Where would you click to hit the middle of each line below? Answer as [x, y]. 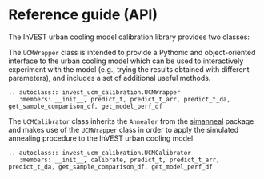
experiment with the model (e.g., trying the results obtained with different [129, 69]
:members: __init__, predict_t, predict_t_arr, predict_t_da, [124, 99]
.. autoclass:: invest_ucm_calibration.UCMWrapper [94, 92]
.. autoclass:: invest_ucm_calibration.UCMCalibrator [100, 153]
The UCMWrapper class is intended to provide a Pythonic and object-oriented [132, 52]
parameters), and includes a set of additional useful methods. [110, 78]
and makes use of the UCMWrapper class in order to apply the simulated [124, 129]
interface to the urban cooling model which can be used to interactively [126, 61]
